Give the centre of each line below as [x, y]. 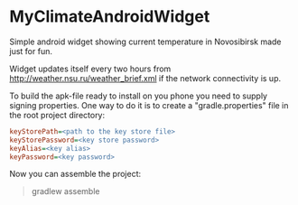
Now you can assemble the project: [75, 174]
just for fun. [31, 51]
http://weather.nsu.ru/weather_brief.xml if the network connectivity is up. [145, 78]
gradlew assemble [65, 191]
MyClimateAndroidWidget [110, 17]
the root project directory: [57, 115]
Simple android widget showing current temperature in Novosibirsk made [145, 42]
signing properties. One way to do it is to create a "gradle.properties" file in [149, 105]
